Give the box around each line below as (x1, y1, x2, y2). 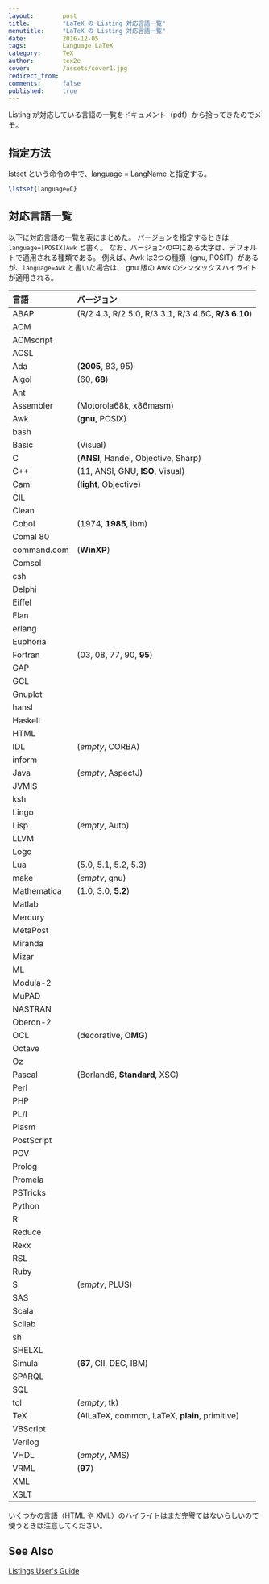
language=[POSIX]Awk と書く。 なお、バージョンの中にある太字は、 (8, 242, 230, 252)
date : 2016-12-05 (8, 34, 99, 43)
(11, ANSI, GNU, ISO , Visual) (77, 465, 185, 476)
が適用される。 (8, 272, 58, 283)
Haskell (12, 714, 40, 726)
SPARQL (12, 1370, 44, 1381)
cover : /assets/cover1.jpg (8, 65, 128, 73)
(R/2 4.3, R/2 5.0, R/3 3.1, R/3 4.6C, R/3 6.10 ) (77, 308, 253, 319)
